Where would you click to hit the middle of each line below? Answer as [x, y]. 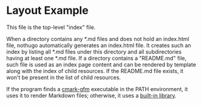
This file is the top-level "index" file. [51, 27]
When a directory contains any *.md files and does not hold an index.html [98, 39]
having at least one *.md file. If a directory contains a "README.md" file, [96, 58]
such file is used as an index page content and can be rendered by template [101, 65]
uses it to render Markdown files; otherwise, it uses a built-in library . [92, 95]
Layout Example [48, 11]
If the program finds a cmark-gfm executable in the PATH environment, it [97, 89]
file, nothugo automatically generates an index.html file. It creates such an [99, 45]
